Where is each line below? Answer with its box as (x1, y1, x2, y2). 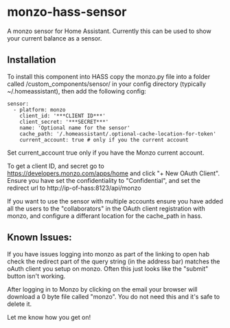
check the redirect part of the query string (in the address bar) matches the (7, 257, 220, 265)
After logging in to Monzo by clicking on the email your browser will (7, 285, 198, 293)
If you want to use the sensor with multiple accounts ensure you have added (7, 197, 223, 205)
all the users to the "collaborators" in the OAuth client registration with (7, 204, 205, 212)
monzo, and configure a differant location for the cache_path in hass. (7, 211, 203, 220)
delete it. (7, 300, 32, 308)
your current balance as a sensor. (7, 34, 102, 42)
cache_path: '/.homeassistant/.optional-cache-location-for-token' (19, 130, 216, 138)
